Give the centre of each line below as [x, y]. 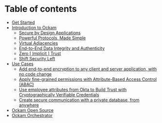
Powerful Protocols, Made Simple [52, 38]
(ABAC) [27, 84]
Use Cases [22, 64]
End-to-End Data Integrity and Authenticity [62, 48]
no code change [35, 74]
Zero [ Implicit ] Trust [40, 53]
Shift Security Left [37, 58]
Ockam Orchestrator [32, 115]
